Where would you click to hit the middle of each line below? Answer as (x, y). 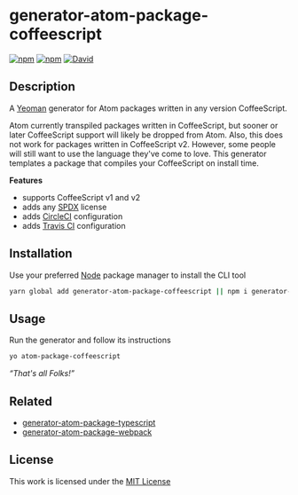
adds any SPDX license (64, 207)
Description (42, 86)
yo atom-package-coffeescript (65, 357)
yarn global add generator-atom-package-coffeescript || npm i (129, 291)
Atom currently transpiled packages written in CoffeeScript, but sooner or (144, 125)
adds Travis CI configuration (74, 225)
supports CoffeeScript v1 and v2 (81, 197)
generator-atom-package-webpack (87, 432)
